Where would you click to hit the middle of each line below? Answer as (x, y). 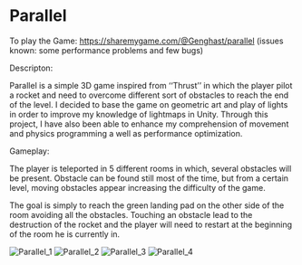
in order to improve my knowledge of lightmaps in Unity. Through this (139, 114)
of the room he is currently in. (65, 234)
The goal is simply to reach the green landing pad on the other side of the (147, 205)
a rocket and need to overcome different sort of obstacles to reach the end (149, 95)
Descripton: (31, 68)
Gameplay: (29, 151)
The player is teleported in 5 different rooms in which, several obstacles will (151, 168)
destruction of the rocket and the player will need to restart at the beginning (151, 224)
